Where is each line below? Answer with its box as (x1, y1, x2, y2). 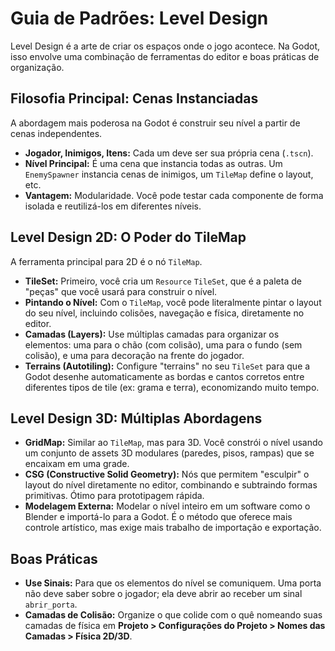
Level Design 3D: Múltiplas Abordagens (10, 410, 263, 427)
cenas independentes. (10, 127, 103, 139)
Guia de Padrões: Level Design (10, 7, 269, 30)
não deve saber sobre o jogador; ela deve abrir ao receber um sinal (24, 588, 303, 600)
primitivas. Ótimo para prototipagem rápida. (24, 490, 205, 502)
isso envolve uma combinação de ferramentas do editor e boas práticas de (10, 50, 320, 62)
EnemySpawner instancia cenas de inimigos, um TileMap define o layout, (24, 168, 314, 180)
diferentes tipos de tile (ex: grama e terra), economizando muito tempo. (24, 381, 320, 393)
